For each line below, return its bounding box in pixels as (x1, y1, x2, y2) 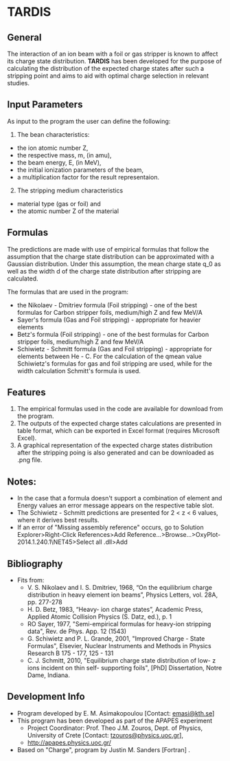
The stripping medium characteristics (16, 186, 124, 195)
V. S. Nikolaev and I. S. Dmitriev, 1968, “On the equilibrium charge (27, 584, 213, 592)
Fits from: (16, 576, 45, 584)
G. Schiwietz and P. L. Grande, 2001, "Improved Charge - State (27, 635, 205, 643)
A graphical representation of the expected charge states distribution (16, 441, 213, 450)
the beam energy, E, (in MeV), (16, 158, 102, 166)
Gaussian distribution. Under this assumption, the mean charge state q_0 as (7, 259, 221, 268)
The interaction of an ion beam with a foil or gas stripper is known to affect (7, 49, 218, 58)
